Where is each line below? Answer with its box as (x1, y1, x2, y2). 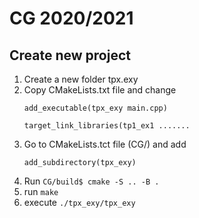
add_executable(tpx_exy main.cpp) (23, 103, 168, 113)
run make (23, 186, 59, 197)
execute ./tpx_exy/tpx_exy (23, 197, 136, 208)
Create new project (9, 47, 131, 64)
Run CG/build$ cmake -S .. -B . (23, 175, 160, 187)
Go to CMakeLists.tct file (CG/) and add (23, 138, 187, 150)
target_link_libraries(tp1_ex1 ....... (23, 121, 191, 131)
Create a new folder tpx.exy (23, 73, 139, 85)
